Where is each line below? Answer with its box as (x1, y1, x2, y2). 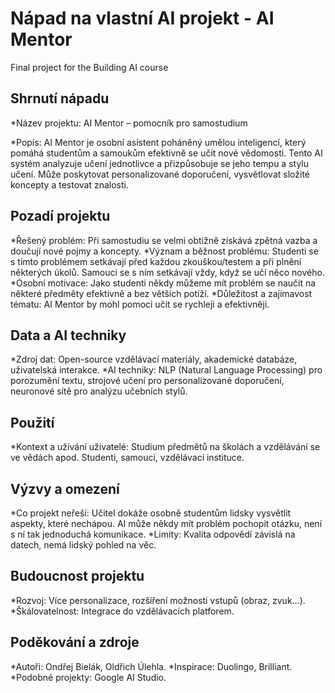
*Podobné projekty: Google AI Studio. (10, 671, 167, 683)
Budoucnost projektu (10, 568, 145, 585)
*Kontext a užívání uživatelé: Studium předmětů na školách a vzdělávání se (10, 441, 321, 453)
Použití (10, 414, 55, 431)
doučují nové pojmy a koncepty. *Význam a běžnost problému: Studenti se (10, 245, 319, 257)
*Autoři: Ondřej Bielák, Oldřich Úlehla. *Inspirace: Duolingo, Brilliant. (10, 660, 293, 672)
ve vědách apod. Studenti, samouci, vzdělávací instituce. (10, 452, 245, 464)
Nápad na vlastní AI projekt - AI (10, 7, 275, 30)
